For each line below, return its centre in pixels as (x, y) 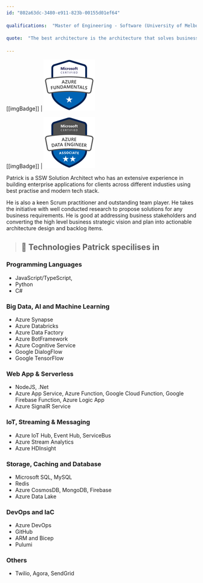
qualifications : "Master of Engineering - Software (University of (94, 25)
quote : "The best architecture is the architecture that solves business (102, 38)
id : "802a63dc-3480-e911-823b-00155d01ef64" (63, 13)
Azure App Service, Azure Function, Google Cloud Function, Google (99, 393)
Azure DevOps (33, 525)
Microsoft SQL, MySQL (43, 477)
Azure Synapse (34, 319)
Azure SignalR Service (43, 407)
